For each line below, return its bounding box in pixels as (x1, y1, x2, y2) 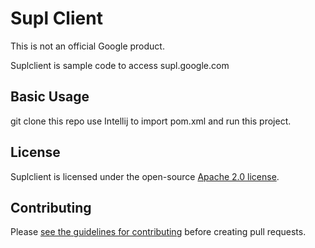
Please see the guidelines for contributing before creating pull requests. (10, 226, 307, 238)
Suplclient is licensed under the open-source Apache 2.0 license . (10, 170, 280, 182)
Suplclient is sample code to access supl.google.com (10, 59, 230, 71)
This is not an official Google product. (10, 40, 165, 52)
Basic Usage (10, 88, 90, 106)
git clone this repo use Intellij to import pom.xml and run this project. (10, 115, 292, 127)
